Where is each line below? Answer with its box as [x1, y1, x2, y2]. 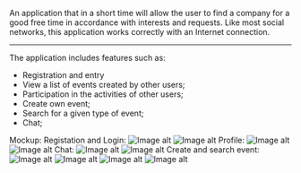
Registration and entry [21, 70, 105, 80]
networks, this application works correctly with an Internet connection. [9, 27, 271, 37]
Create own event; [21, 99, 91, 108]
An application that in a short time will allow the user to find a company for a [9, 8, 290, 18]
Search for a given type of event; [21, 108, 144, 118]
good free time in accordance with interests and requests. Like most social [9, 17, 285, 28]
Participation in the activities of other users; [21, 89, 184, 99]
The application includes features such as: [9, 53, 166, 63]
